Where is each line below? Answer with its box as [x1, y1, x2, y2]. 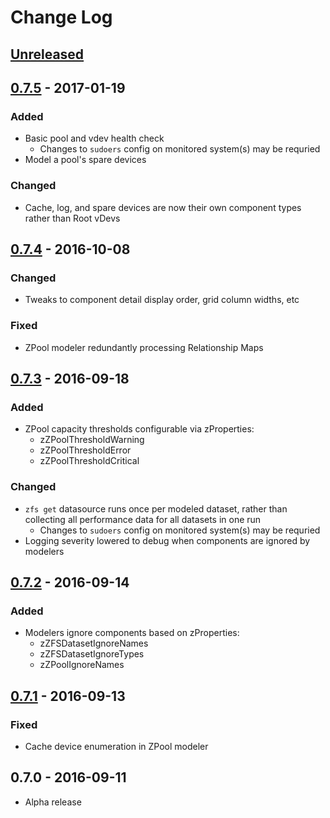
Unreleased [10, 46, 85, 63]
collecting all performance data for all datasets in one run [24, 513, 262, 525]
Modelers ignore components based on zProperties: [24, 627, 240, 639]
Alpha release [24, 796, 82, 808]
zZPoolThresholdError [39, 444, 132, 456]
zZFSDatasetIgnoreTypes [39, 648, 145, 660]
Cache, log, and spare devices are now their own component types [24, 201, 302, 213]
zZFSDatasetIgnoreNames [39, 637, 149, 650]
